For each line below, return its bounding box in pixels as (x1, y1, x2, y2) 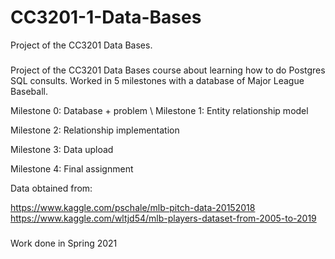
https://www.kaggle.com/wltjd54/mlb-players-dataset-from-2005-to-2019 (10, 212, 317, 224)
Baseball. (10, 85, 48, 97)
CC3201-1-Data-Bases (10, 6, 202, 29)
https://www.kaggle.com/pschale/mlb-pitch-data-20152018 (10, 201, 256, 213)
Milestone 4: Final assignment (10, 162, 134, 175)
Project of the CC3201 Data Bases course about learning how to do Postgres (10, 64, 326, 76)
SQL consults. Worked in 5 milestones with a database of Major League (10, 74, 305, 86)
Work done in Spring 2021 (10, 237, 118, 249)
